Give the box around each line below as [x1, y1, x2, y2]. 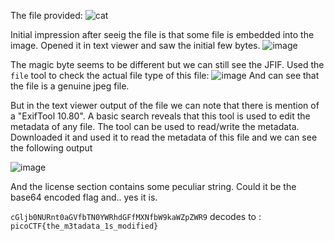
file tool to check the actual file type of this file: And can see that [10, 70, 320, 81]
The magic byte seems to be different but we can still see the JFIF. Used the [10, 59, 325, 70]
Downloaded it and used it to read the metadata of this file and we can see [10, 131, 318, 143]
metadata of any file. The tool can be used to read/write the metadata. [10, 121, 300, 132]
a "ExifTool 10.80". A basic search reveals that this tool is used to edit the [10, 110, 311, 122]
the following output [10, 142, 93, 154]
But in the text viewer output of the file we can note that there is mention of [10, 100, 320, 111]
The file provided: [10, 10, 83, 21]
